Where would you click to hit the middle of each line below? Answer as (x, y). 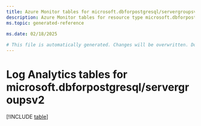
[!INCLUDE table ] (28, 116)
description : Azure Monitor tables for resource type (75, 17)
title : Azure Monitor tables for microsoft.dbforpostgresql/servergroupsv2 (103, 12)
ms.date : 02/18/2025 (32, 34)
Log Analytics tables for (67, 75)
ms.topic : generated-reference (45, 23)
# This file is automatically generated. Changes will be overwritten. (97, 45)
